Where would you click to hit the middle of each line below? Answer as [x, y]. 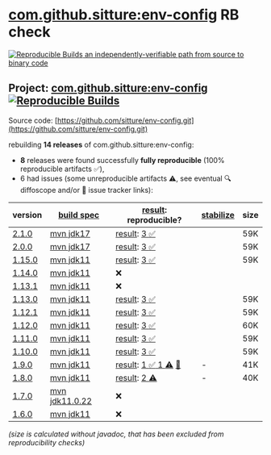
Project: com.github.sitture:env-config [108, 88]
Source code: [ [33, 120]
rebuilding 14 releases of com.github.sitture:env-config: [101, 144]
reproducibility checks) [47, 442]
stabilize [218, 215]
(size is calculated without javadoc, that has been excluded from [116, 434]
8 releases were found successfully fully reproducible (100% [122, 160]
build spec [79, 215]
